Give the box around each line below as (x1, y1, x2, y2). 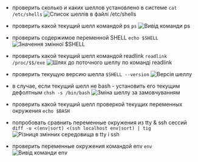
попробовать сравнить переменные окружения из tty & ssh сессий (12, 119, 187, 126)
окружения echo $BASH (12, 107, 70, 114)
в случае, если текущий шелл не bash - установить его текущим (12, 82, 180, 90)
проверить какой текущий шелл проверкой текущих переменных (12, 100, 183, 108)
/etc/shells (12, 12, 43, 18)
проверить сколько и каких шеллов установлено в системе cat (12, 4, 177, 11)
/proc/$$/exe (12, 60, 46, 66)
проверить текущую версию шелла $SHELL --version (12, 71, 150, 77)
